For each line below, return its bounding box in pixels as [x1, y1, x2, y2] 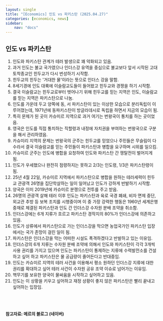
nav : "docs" [14, 25, 38, 30]
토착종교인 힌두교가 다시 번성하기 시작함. [12, 70, 89, 76]
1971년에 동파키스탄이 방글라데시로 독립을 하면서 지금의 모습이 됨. [34, 107, 159, 113]
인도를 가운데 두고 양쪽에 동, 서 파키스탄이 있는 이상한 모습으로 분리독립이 [12, 101, 151, 107]
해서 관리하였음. [17, 131, 48, 137]
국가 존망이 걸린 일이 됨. [25, 229, 71, 235]
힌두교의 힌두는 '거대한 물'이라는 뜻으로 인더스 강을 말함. [12, 77, 119, 82]
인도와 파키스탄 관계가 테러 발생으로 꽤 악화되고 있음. [12, 58, 113, 64]
